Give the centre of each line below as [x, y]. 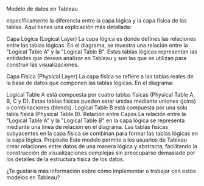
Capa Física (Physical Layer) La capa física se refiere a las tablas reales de [100, 76]
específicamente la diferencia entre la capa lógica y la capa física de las [97, 20]
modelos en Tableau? [33, 177]
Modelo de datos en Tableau [42, 9]
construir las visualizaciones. [43, 64]
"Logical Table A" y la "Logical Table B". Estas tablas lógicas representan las [102, 52]
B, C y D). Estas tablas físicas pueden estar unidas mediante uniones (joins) [101, 101]
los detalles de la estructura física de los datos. [65, 159]
